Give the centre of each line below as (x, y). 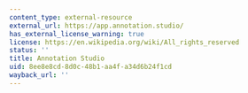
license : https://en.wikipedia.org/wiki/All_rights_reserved (124, 42)
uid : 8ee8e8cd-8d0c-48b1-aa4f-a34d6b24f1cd (91, 67)
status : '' (29, 50)
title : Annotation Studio (57, 58)
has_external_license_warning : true (77, 34)
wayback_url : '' (39, 75)
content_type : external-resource (71, 17)
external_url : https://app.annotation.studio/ (97, 26)
